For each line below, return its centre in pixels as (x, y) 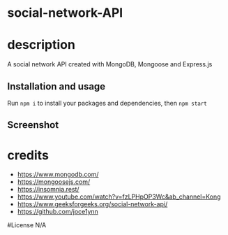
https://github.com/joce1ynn (58, 212)
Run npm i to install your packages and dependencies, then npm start (107, 103)
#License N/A (27, 225)
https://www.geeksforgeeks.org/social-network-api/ (92, 204)
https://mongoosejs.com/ (54, 182)
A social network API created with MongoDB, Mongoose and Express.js (110, 64)
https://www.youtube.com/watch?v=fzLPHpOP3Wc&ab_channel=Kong (119, 197)
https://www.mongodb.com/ (58, 175)
